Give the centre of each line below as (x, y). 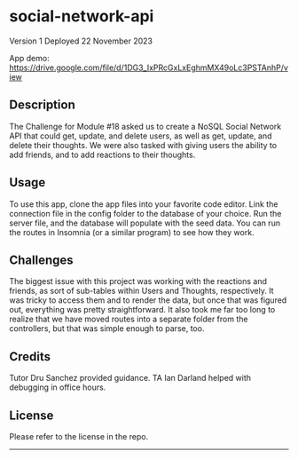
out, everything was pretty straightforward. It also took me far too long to (142, 310)
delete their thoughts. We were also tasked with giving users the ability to (143, 145)
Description (42, 105)
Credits (30, 356)
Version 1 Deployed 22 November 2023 (81, 41)
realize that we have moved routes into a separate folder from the (129, 319)
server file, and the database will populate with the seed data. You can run (145, 223)
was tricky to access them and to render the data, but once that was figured (148, 300)
